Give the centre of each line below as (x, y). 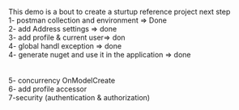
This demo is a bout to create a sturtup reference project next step (119, 12)
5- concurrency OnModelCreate (62, 80)
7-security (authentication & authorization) (79, 97)
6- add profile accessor (48, 89)
